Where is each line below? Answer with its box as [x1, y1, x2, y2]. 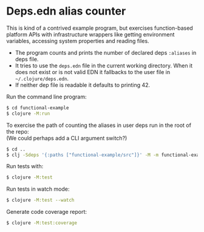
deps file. [15, 55, 39, 63]
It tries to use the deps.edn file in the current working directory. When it [15, 62, 193, 69]
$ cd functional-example [6, 104, 69, 111]
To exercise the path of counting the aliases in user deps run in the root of [6, 121, 191, 129]
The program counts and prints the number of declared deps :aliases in [15, 49, 197, 56]
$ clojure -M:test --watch [6, 197, 75, 203]
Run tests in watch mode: [6, 185, 70, 193]
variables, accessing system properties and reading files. [6, 37, 150, 44]
